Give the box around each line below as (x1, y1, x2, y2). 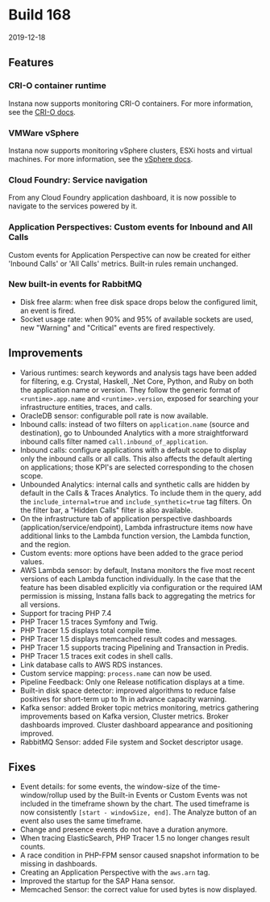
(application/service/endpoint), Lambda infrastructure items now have (19, 522, 253, 532)
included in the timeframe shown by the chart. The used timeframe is (19, 799, 250, 809)
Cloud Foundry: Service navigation (8, 174, 147, 185)
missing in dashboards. (19, 859, 98, 869)
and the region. (19, 539, 71, 549)
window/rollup (19, 790, 69, 800)
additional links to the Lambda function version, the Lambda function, (19, 531, 251, 541)
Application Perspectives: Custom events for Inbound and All (8, 221, 253, 233)
